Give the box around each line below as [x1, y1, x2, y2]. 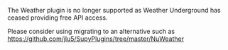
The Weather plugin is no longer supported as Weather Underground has [7, 6, 222, 14]
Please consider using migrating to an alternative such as [7, 27, 175, 35]
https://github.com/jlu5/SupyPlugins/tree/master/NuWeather [7, 35, 185, 43]
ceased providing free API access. [7, 13, 108, 22]
